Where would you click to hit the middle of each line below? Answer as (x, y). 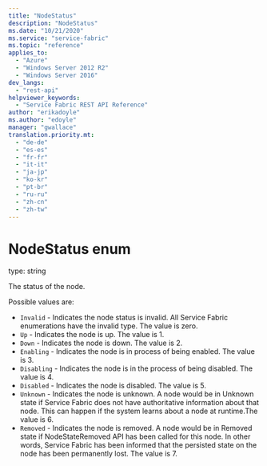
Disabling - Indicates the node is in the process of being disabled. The (136, 368)
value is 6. (37, 420)
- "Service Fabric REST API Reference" (82, 105)
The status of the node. (47, 287)
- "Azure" (32, 61)
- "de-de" (32, 142)
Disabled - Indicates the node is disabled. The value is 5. (113, 386)
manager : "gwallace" (43, 127)
